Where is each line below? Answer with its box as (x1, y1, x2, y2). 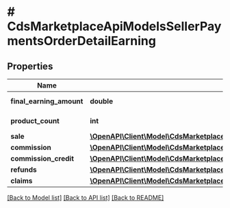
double (90, 96, 114, 106)
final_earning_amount (10, 96, 84, 106)
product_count (10, 116, 60, 125)
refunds (10, 165, 37, 174)
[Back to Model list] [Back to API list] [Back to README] (7, 194, 164, 202)
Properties (7, 60, 53, 72)
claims (10, 176, 33, 185)
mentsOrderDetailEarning (7, 34, 156, 49)
